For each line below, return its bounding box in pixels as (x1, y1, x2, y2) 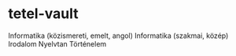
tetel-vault (8, 5, 79, 23)
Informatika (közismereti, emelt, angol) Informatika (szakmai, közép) (8, 31, 229, 40)
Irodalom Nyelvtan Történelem (8, 39, 107, 48)
